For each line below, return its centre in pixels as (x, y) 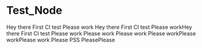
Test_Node (34, 10)
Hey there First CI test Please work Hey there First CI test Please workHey (99, 27)
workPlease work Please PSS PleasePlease (61, 40)
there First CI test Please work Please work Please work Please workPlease (101, 33)
